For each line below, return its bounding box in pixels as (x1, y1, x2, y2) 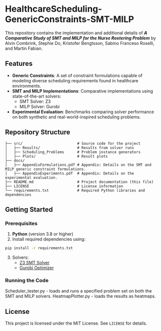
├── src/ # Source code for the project (5, 141, 141, 146)
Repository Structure (5, 128, 71, 136)
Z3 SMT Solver (19, 260, 50, 266)
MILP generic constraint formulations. (5, 167, 86, 172)
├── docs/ (5, 158, 25, 163)
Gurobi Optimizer (19, 265, 54, 271)
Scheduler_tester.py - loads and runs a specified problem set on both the (5, 288, 152, 294)
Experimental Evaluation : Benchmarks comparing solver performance (12, 109, 155, 115)
